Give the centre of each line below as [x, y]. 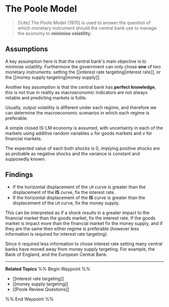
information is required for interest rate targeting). [57, 234]
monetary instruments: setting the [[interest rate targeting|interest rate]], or [83, 72]
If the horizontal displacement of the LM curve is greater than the [79, 187]
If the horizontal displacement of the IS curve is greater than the [79, 197]
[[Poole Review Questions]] [41, 289]
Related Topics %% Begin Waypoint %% [48, 269]
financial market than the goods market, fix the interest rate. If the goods [80, 218]
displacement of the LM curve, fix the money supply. [66, 203]
